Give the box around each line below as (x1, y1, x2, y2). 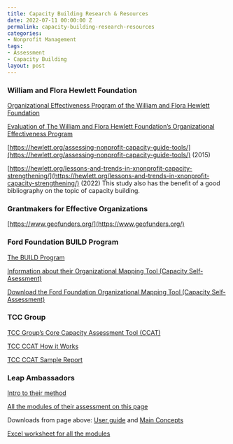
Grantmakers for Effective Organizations (7, 203, 148, 213)
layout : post (7, 62, 45, 69)
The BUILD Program (7, 253, 65, 262)
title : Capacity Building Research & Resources (7, 10, 149, 17)
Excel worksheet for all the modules (7, 429, 111, 438)
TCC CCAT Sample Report (7, 355, 83, 364)
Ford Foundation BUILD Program (7, 237, 119, 247)
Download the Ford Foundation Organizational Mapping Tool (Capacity (7, 287, 211, 296)
